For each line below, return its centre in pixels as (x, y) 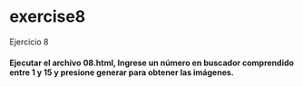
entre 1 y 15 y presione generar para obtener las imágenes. (122, 72)
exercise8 (48, 17)
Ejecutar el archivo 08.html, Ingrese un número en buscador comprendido (152, 63)
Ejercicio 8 (29, 42)
